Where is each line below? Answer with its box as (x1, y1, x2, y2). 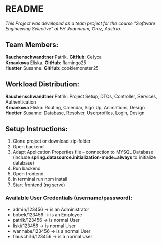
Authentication (5, 98, 36, 105)
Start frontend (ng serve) (12, 181, 65, 188)
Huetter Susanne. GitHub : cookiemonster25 (5, 65, 99, 71)
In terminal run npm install (12, 176, 68, 182)
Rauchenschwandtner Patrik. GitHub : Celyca (5, 54, 102, 60)
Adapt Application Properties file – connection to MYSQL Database (12, 149, 153, 155)
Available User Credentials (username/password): (5, 194, 133, 201)
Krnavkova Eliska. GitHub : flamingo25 (5, 59, 87, 66)
